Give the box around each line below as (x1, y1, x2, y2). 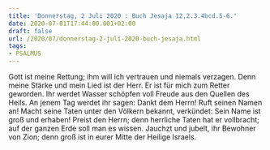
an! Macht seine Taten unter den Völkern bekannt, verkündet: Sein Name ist (8, 106, 261, 116)
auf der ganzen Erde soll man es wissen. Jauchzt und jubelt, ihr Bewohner (8, 123, 257, 133)
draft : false (8, 27, 53, 35)
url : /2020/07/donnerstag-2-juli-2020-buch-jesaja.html (8, 34, 201, 43)
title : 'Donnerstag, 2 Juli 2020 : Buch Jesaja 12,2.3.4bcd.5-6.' (8, 11, 238, 20)
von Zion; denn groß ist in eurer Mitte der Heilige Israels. (8, 132, 197, 142)
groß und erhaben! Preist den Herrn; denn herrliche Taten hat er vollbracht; (8, 115, 259, 124)
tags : (8, 42, 27, 50)
